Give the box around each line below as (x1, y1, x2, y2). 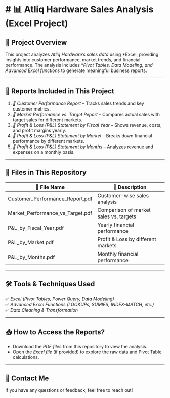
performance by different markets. (12, 138, 84, 144)
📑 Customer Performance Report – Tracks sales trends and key (12, 100, 144, 106)
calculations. (12, 354, 39, 360)
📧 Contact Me (5, 374, 49, 382)
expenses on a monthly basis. (12, 149, 75, 155)
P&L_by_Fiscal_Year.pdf (8, 224, 64, 231)
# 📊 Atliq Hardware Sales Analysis (5, 4, 154, 15)
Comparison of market (97, 206, 151, 213)
